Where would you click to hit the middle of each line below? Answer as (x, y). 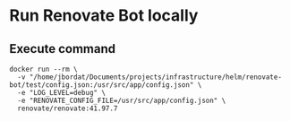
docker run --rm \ (43, 69)
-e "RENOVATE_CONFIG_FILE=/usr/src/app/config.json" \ (122, 100)
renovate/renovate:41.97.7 (68, 108)
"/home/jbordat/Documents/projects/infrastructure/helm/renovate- (155, 77)
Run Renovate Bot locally (104, 16)
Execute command (63, 49)
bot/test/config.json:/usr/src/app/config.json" (102, 85)
